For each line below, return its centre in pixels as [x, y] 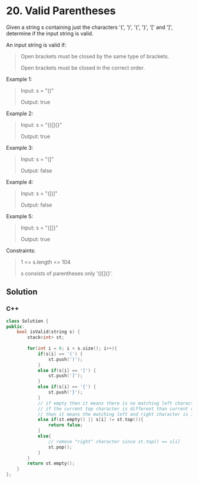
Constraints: [21, 250]
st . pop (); [60, 447]
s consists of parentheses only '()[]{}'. [67, 273]
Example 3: [20, 147]
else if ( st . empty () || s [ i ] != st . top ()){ [90, 420]
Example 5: [20, 216]
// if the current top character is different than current [113, 409]
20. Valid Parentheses [61, 11]
